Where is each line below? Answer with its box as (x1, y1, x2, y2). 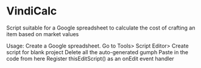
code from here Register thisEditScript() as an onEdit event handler (6, 55, 175, 62)
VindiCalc (6, 4, 57, 18)
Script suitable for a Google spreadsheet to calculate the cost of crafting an (6, 24, 196, 31)
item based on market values (6, 30, 79, 37)
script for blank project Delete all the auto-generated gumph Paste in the (6, 48, 189, 55)
